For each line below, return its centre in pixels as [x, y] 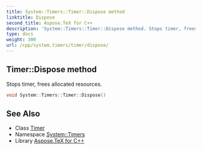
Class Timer [30, 128]
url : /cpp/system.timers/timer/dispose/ [58, 46]
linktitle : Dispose [31, 17]
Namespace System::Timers [50, 134]
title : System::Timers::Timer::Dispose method [66, 12]
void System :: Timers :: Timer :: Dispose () [56, 95]
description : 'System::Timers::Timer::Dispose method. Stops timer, [94, 28]
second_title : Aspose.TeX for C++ [50, 23]
